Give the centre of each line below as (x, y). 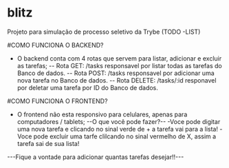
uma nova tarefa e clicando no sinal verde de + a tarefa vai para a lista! (118, 129)
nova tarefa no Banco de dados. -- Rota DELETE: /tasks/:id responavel (117, 80)
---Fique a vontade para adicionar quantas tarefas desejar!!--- (96, 157)
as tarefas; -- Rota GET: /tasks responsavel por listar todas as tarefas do (119, 65)
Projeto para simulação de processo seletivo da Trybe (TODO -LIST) (104, 32)
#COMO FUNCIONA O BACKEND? (55, 45)
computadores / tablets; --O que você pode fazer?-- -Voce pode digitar (119, 121)
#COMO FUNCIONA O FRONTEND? (57, 101)
